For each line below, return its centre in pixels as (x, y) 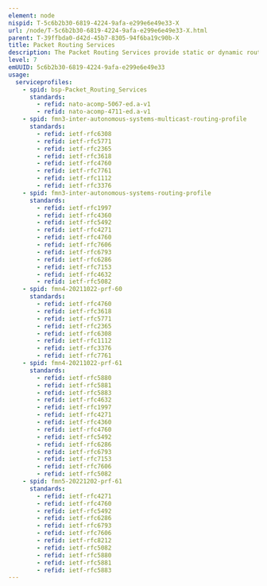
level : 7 (23, 60)
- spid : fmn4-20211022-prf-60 (73, 289)
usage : (19, 75)
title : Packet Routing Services (62, 45)
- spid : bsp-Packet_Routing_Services (85, 89)
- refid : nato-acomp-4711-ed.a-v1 (94, 112)
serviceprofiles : (44, 82)
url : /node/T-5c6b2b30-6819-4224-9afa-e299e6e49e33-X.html (108, 30)
